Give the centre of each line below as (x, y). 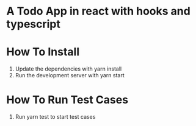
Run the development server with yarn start (70, 75)
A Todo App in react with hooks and (98, 11)
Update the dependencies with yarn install (68, 69)
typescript (34, 24)
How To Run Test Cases (67, 100)
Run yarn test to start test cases (55, 117)
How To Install (43, 52)
